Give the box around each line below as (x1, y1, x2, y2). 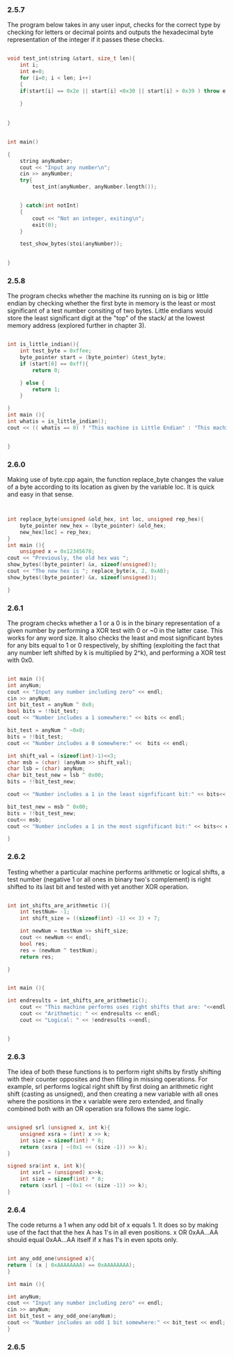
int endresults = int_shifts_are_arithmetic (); (7, 997, 148, 1004)
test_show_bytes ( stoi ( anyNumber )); (19, 240, 123, 248)
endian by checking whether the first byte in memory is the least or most (7, 299, 216, 308)
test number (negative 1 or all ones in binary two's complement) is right (7, 875, 211, 884)
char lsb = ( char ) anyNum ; (7, 765, 86, 772)
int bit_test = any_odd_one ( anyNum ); (7, 1312, 117, 1320)
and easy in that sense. (7, 490, 75, 499)
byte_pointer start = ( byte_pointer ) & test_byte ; (19, 354, 167, 361)
